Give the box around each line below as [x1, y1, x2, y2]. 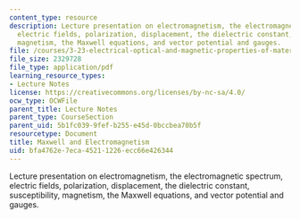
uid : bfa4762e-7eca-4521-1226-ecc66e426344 [9, 146, 174, 155]
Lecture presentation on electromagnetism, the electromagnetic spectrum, [9, 171, 284, 181]
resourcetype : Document [9, 130, 98, 139]
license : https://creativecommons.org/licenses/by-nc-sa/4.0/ [9, 88, 246, 97]
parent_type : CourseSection [9, 113, 114, 122]
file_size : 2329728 [9, 55, 82, 63]
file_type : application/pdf [9, 63, 114, 72]
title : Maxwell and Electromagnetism [9, 138, 150, 147]
